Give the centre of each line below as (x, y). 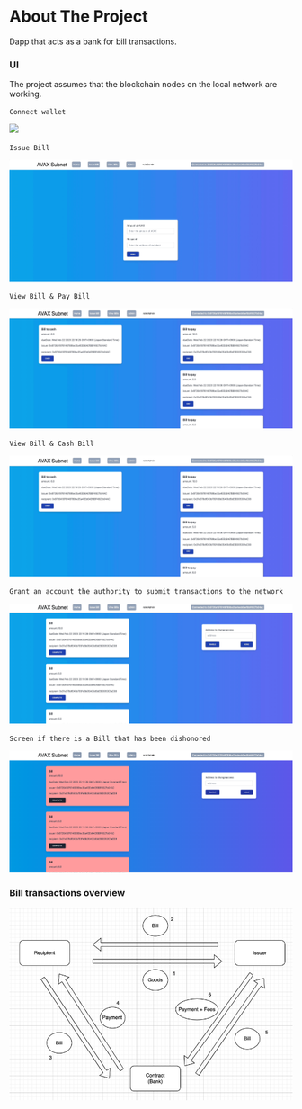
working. (26, 94)
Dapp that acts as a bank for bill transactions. (93, 41)
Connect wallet (38, 112)
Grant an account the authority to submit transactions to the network (146, 591)
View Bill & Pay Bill (50, 296)
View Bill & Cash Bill (52, 444)
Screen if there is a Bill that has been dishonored (110, 739)
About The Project (79, 17)
